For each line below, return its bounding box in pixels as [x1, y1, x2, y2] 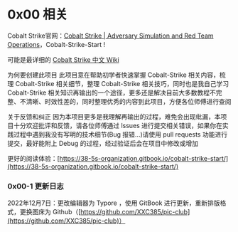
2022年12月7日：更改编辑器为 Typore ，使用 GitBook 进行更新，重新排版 [7, 199, 220, 207]
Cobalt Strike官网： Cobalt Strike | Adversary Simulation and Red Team [7, 31, 215, 40]
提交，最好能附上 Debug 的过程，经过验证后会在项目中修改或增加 [7, 139, 199, 147]
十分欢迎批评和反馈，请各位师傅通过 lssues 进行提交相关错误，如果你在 [13, 121, 222, 130]
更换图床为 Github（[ [19, 208, 81, 216]
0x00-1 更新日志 [7, 181, 64, 191]
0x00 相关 [7, 6, 68, 23]
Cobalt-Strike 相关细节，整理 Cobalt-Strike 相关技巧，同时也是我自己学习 [15, 79, 229, 88]
